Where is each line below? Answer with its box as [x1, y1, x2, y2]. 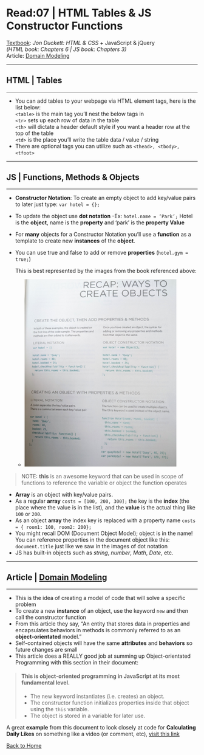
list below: [15, 103, 41, 111]
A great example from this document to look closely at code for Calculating [6, 724, 196, 731]
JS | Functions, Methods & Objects [6, 172, 140, 182]
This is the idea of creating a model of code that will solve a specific [15, 594, 186, 601]
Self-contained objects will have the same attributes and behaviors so [15, 639, 193, 647]
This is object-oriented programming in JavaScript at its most [21, 672, 180, 680]
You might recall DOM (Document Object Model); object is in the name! [15, 529, 193, 537]
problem [15, 601, 36, 608]
